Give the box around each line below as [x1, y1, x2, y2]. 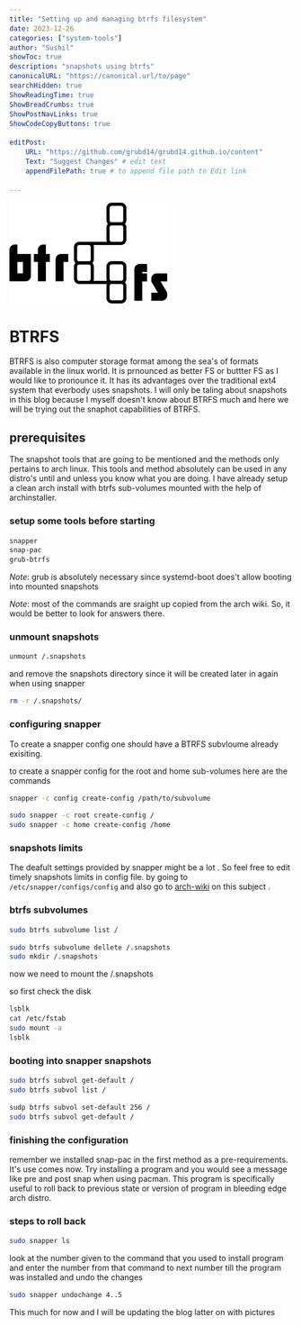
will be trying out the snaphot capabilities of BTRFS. [9, 404, 200, 414]
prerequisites [9, 430, 86, 445]
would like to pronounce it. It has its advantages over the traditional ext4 [9, 375, 277, 386]
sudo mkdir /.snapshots [9, 952, 99, 961]
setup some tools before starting [9, 514, 155, 527]
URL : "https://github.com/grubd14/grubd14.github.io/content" [25, 148, 263, 157]
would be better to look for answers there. [9, 608, 165, 619]
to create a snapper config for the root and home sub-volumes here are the [9, 766, 288, 777]
